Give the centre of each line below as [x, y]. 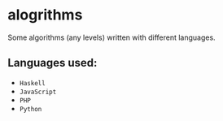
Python [31, 109]
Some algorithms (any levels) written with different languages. [112, 37]
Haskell [32, 83]
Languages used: [52, 63]
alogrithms [45, 15]
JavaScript [38, 92]
